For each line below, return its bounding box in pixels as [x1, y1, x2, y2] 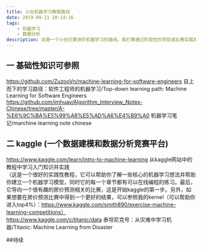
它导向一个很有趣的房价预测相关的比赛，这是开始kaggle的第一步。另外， [6, 186, 186, 193]
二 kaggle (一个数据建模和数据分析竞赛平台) [6, 139, 168, 149]
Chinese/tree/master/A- [6, 105, 65, 112]
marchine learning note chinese [13, 119, 92, 126]
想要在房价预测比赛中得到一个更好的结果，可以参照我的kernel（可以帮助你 [11, 193, 195, 200]
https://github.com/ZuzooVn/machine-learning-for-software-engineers [6, 78, 182, 85]
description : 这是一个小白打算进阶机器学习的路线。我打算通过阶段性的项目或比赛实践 [6, 37, 194, 43]
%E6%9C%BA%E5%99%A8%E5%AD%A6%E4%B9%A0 [6, 112, 150, 119]
